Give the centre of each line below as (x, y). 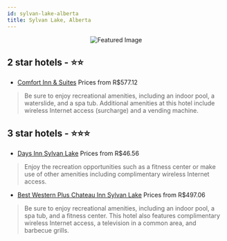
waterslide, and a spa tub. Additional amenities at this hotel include (119, 103)
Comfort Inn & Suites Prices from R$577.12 (78, 82)
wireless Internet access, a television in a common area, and (110, 223)
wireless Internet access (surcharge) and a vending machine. (111, 111)
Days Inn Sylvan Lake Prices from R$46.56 (78, 154)
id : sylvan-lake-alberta (43, 14)
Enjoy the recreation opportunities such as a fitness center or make (120, 167)
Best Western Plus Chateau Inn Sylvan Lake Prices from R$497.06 (111, 195)
